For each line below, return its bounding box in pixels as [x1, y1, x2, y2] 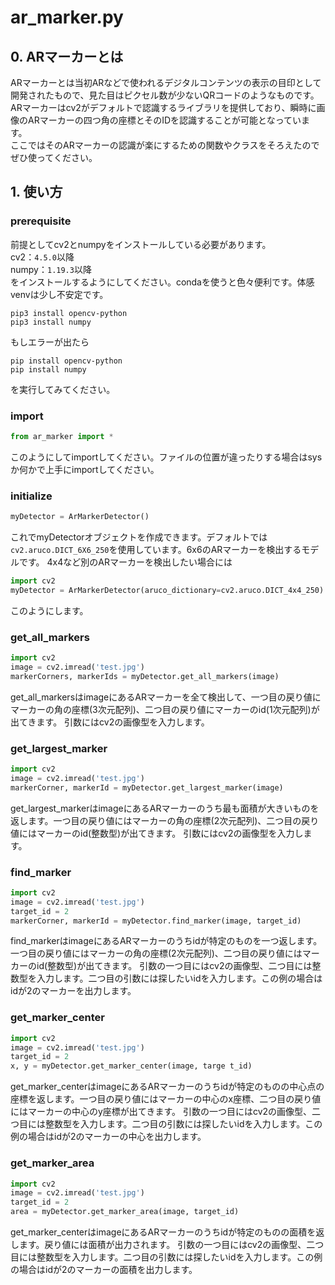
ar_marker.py [10, 6, 124, 29]
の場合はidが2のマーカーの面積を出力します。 [10, 1264, 198, 1276]
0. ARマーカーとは [10, 48, 124, 65]
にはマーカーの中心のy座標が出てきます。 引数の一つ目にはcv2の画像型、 [10, 1106, 313, 1118]
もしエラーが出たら [10, 336, 90, 348]
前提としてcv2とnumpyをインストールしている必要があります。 [10, 238, 272, 250]
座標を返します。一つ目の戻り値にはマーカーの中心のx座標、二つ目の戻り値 [10, 1093, 322, 1105]
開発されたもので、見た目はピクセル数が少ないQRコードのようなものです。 [10, 89, 320, 101]
